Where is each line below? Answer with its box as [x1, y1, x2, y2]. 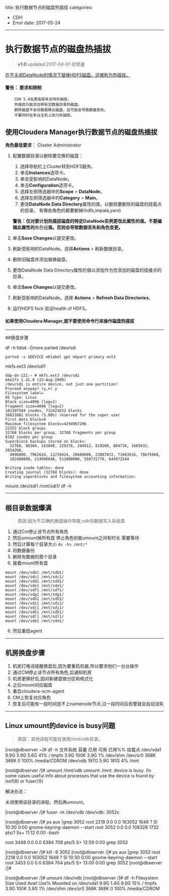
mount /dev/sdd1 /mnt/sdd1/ [5, 579, 64, 584]
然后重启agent [12, 628, 43, 634]
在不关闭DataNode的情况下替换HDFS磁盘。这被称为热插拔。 [5, 72, 131, 78]
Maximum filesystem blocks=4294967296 [5, 421, 87, 426]
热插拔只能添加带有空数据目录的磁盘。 [14, 102, 82, 107]
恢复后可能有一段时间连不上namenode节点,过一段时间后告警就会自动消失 [12, 700, 164, 706]
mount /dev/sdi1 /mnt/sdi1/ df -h [5, 483, 71, 489]
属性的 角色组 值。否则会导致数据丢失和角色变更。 [21, 224, 123, 230]
